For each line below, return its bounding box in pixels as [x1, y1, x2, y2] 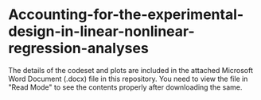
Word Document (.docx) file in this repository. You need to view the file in [8, 74, 248, 83]
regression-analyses [8, 40, 149, 57]
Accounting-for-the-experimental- [8, 6, 244, 24]
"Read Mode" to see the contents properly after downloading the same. [8, 82, 243, 92]
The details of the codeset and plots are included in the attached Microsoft [8, 65, 253, 75]
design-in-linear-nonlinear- [8, 22, 195, 40]
